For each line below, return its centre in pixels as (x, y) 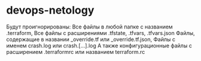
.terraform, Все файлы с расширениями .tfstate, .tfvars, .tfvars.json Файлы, (100, 33)
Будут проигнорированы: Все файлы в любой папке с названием (89, 27)
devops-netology (50, 10)
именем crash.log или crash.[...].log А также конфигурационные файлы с (99, 46)
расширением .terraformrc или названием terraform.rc (76, 52)
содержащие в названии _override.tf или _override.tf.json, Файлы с (91, 39)
